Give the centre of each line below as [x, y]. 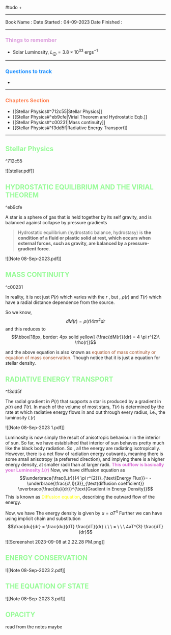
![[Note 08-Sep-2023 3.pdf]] [35, 598]
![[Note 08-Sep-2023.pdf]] [34, 258]
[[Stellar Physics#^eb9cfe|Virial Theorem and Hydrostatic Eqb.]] [80, 117]
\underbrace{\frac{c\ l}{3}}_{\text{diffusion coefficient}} [85, 484]
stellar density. [21, 363]
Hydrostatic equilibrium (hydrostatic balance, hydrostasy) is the [84, 232]
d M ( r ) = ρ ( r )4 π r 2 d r [85, 320]
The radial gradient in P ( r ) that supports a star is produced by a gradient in [83, 402]
